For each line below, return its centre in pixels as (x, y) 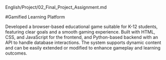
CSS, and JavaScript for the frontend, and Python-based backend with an (82, 37)
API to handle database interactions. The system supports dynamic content (83, 42)
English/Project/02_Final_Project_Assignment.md (56, 7)
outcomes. (16, 53)
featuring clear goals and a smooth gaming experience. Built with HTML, (80, 32)
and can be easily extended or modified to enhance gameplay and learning (83, 48)
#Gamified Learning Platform (35, 17)
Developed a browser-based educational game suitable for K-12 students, (81, 26)
